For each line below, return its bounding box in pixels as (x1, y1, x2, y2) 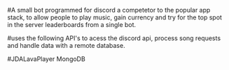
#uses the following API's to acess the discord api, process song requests (7, 34, 221, 42)
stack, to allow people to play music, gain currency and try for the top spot (7, 13, 223, 21)
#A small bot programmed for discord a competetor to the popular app (7, 6, 211, 14)
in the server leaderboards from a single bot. (7, 21, 137, 28)
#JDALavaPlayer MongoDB (7, 55, 85, 63)
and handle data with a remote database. (7, 42, 125, 49)
